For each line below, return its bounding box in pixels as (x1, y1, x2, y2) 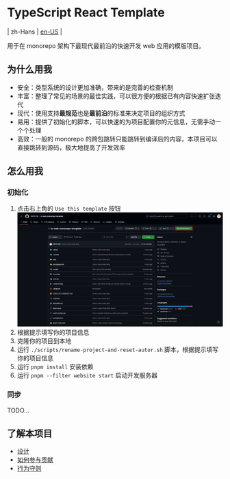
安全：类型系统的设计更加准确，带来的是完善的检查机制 (16, 83, 173, 91)
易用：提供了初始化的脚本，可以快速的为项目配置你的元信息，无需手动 (16, 117, 216, 126)
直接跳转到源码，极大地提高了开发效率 (16, 143, 125, 152)
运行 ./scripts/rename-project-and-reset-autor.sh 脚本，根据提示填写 (16, 345, 219, 354)
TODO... (7, 406, 29, 414)
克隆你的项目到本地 (16, 337, 72, 345)
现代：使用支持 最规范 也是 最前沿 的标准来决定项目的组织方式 (16, 108, 186, 117)
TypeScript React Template (7, 5, 166, 21)
